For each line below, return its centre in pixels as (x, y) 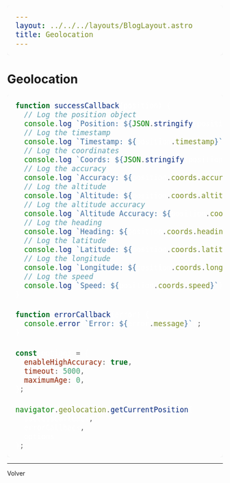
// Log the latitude (65, 240)
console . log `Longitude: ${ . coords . (115, 267)
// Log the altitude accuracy (85, 204)
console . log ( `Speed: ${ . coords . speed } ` (121, 285)
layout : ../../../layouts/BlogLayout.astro (104, 25)
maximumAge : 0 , (54, 380)
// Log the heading (63, 223)
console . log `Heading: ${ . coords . (110, 232)
